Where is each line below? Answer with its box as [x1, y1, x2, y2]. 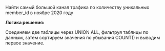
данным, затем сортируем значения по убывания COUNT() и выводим [5, 35, 160, 40]
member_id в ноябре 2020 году [5, 10, 73, 16]
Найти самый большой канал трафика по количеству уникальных [5, 5, 150, 10]
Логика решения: [5, 20, 45, 25]
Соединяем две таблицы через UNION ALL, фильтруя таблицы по [5, 29, 149, 35]
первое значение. [5, 40, 45, 46]
